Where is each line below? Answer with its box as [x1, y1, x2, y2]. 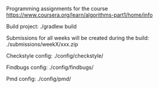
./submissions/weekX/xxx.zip [6, 41, 79, 48]
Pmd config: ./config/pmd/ [6, 76, 71, 82]
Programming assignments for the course [6, 5, 108, 12]
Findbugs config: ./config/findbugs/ [6, 64, 94, 71]
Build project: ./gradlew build [6, 23, 77, 30]
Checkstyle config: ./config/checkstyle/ [6, 52, 104, 59]
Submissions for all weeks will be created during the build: [6, 34, 149, 41]
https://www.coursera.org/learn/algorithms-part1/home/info [6, 11, 153, 18]
